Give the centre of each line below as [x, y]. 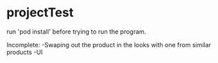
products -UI [25, 52]
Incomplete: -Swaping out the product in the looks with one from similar [109, 45]
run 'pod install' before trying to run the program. [76, 32]
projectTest [40, 13]
